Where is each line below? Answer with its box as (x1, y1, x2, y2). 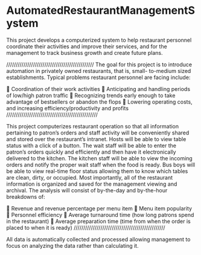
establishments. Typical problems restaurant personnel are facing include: (6, 74, 191, 81)
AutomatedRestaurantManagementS (6, 4, 195, 17)
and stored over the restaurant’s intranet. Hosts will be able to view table (6, 135, 187, 142)
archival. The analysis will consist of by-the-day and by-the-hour (6, 186, 168, 194)
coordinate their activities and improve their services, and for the (6, 43, 167, 50)
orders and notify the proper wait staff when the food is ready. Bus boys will (6, 161, 196, 168)
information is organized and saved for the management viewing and (6, 180, 177, 187)
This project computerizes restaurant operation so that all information (6, 122, 179, 130)
